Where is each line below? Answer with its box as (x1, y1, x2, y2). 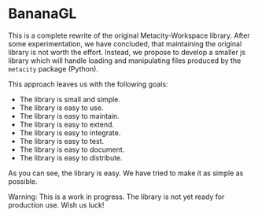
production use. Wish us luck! (8, 200, 105, 209)
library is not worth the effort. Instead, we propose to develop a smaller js (8, 47, 246, 57)
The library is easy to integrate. (19, 127, 121, 138)
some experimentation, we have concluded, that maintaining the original (8, 39, 242, 48)
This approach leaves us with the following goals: (8, 79, 168, 89)
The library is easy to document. (19, 145, 125, 154)
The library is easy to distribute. (19, 153, 123, 162)
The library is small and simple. (19, 94, 120, 104)
